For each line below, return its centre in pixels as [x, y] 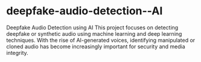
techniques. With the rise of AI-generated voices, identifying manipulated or [101, 40]
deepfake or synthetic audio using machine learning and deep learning [94, 33]
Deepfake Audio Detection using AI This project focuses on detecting [92, 27]
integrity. [17, 52]
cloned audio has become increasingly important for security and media [96, 46]
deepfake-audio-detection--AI [85, 11]
